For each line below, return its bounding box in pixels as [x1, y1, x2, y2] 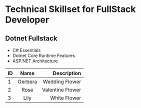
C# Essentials [12, 47, 41, 53]
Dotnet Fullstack [5, 34, 57, 42]
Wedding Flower [42, 78, 81, 85]
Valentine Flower [41, 86, 81, 93]
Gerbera [17, 78, 37, 85]
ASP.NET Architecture [12, 58, 58, 63]
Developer [5, 14, 49, 25]
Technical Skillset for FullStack [5, 3, 136, 15]
